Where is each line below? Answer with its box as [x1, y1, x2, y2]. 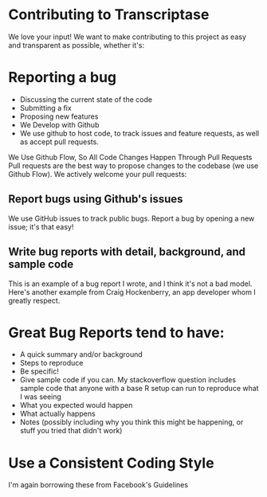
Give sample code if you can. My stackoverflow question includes [19, 375, 237, 385]
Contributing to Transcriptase [8, 6, 210, 24]
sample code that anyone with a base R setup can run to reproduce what [19, 384, 259, 393]
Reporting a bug [8, 68, 117, 87]
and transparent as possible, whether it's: [8, 40, 145, 49]
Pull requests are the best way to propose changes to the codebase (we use [8, 161, 259, 170]
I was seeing [19, 392, 62, 401]
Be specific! [19, 366, 60, 376]
